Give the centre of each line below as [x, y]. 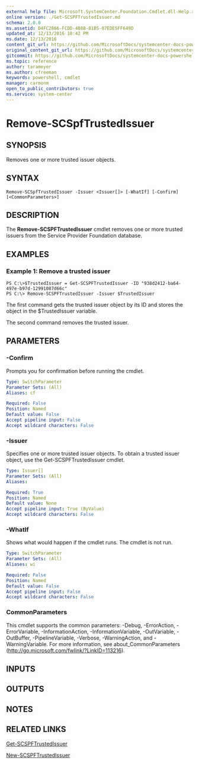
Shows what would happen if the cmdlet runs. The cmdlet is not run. [89, 542]
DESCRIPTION [33, 215]
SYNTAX [23, 178]
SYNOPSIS [26, 145]
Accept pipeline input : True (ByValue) [55, 509]
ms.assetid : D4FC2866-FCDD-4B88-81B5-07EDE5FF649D [70, 28]
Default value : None [32, 503]
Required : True [25, 492]
